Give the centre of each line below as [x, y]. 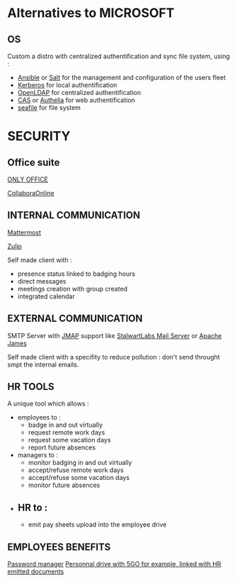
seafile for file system [49, 107]
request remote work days [67, 432]
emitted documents [36, 571]
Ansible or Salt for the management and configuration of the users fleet [122, 77]
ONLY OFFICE [28, 179]
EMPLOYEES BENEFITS [59, 547]
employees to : [39, 418]
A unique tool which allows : [48, 404]
